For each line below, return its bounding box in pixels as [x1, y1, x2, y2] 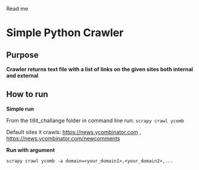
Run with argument [6, 146, 55, 153]
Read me [6, 5, 28, 12]
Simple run [6, 105, 34, 113]
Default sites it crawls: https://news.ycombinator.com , [6, 128, 141, 135]
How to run [6, 89, 49, 99]
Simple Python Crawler [6, 26, 124, 40]
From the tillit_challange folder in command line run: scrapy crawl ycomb [6, 117, 185, 124]
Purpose [6, 50, 39, 60]
